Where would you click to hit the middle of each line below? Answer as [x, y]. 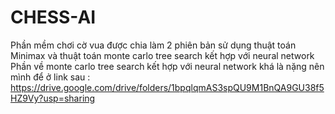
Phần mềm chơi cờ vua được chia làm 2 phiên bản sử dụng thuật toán [153, 45]
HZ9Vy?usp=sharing [53, 98]
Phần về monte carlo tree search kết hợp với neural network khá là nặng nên [167, 66]
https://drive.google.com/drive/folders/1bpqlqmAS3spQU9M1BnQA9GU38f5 [167, 87]
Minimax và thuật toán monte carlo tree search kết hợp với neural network [162, 55]
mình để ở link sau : [50, 77]
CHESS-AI [53, 17]
